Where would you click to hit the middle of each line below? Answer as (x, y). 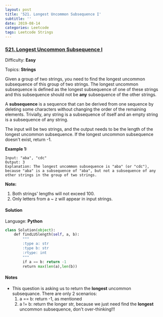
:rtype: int (35, 252)
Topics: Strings (20, 69)
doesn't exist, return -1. (29, 139)
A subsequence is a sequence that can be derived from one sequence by (79, 104)
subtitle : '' (18, 19)
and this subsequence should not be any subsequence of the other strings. (81, 95)
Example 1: (16, 149)
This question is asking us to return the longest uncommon (72, 288)
